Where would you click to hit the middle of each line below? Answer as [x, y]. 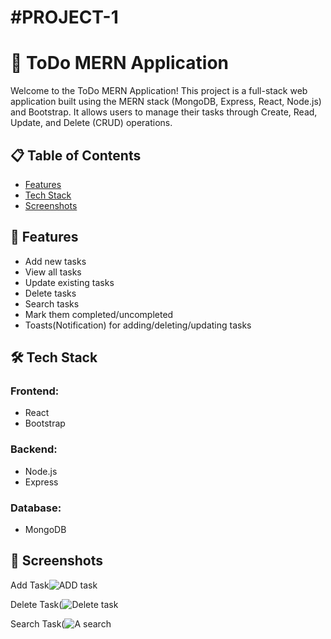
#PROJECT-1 [64, 17]
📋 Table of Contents [76, 155]
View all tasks [53, 272]
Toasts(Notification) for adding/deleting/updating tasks [138, 325]
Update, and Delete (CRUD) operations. [91, 123]
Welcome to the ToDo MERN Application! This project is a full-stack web [159, 91]
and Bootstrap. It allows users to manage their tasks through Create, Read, [164, 112]
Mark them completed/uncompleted [99, 314]
